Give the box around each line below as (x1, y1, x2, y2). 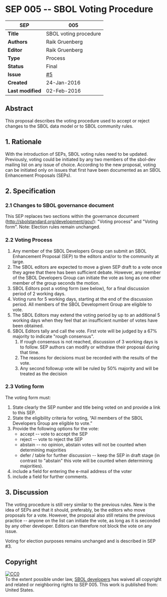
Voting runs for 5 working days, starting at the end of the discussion (12, 296, 153, 302)
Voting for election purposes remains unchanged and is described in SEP (5, 538, 156, 544)
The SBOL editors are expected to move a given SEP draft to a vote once (12, 264, 162, 270)
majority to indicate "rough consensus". (12, 333, 94, 339)
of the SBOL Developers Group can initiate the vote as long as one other (12, 275, 161, 281)
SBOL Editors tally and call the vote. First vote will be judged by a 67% (12, 328, 157, 334)
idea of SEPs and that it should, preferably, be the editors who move (5, 507, 145, 513)
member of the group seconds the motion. (12, 280, 100, 286)
